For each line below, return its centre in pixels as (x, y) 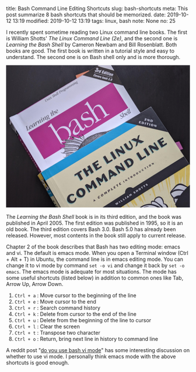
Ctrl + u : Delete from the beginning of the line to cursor (83, 321)
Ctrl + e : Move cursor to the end (55, 302)
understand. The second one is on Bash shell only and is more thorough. (93, 57)
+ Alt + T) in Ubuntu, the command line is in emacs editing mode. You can (95, 259)
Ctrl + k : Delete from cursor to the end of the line (76, 314)
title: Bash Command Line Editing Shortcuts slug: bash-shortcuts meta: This (97, 8)
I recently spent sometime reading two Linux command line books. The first (97, 32)
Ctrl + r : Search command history (57, 308)
